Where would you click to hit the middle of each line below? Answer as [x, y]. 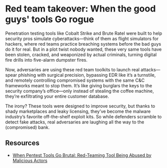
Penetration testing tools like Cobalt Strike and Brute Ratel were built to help [84, 33]
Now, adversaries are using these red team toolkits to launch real [72, 69]
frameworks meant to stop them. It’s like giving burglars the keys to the [79, 85]
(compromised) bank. [27, 127]
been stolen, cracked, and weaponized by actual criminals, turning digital [81, 54]
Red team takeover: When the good [80, 9]
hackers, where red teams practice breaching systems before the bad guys [83, 44]
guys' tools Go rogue [50, 19]
